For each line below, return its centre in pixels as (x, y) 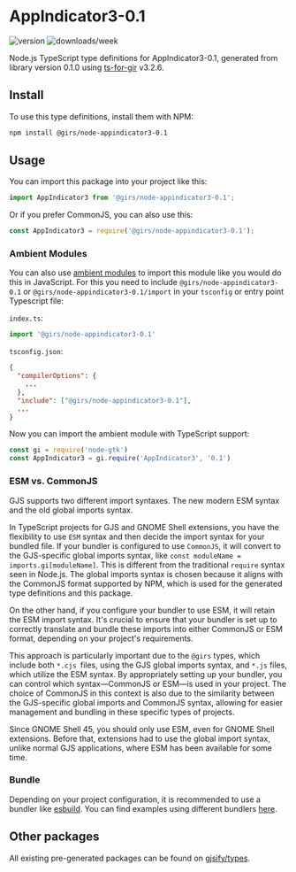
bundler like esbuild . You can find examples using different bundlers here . (144, 808)
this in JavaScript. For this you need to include (94, 282)
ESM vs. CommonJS (54, 482)
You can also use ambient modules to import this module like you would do (145, 273)
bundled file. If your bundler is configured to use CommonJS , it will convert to (145, 545)
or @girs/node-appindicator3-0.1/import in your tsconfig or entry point (154, 292)
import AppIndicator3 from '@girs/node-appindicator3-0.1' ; (122, 198)
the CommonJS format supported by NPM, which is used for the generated (146, 583)
